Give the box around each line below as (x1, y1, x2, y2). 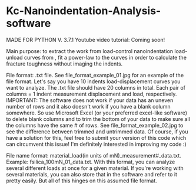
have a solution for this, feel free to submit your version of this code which (6, 134, 187, 141)
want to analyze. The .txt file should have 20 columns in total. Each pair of (6, 84, 186, 91)
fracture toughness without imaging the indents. (6, 60, 123, 67)
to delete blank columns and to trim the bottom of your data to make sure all (6, 115, 190, 122)
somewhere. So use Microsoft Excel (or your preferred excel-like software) (6, 109, 187, 116)
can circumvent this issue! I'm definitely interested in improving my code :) (6, 140, 187, 148)
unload (6, 54, 23, 61)
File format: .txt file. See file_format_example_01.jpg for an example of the (6, 71, 184, 78)
